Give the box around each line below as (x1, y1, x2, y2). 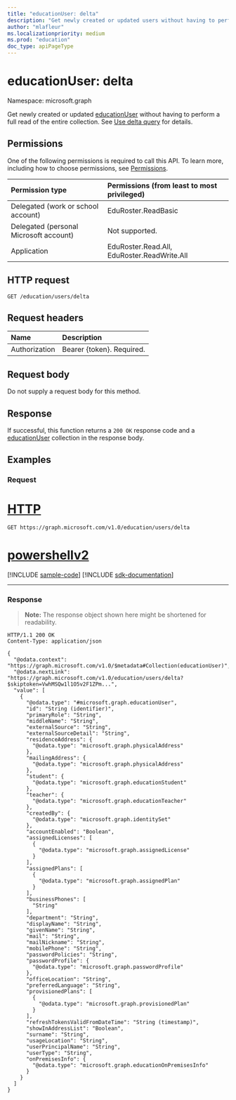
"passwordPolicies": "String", (25, 951, 118, 959)
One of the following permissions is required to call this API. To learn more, (7, 156, 224, 165)
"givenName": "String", (25, 927, 96, 934)
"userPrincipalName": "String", (25, 1044, 121, 1051)
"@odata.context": (13, 656, 68, 664)
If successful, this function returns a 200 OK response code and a (7, 426, 195, 434)
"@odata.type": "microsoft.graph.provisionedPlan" (38, 1000, 190, 1008)
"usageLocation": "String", (25, 1037, 109, 1045)
